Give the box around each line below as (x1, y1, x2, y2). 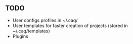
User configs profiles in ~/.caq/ (12, 17, 78, 23)
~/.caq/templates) (12, 27, 50, 34)
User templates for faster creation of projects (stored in (12, 22, 128, 28)
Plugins (12, 33, 29, 39)
